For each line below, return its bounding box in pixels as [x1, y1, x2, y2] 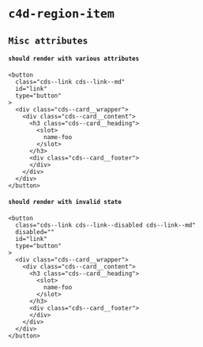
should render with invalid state [8, 198, 122, 206]
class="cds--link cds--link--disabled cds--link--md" [15, 221, 196, 229]
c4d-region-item [8, 6, 115, 21]
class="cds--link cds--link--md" [15, 77, 126, 85]
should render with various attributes [8, 55, 140, 63]
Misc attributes [8, 35, 88, 46]
